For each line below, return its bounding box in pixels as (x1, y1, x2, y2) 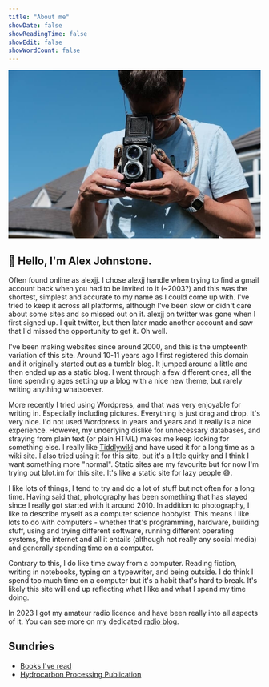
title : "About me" (8, 13, 70, 21)
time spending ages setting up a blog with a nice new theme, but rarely (8, 376, 243, 385)
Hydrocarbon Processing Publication (19, 669, 142, 679)
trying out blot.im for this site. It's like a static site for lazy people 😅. (8, 468, 233, 477)
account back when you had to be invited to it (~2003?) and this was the (8, 283, 248, 293)
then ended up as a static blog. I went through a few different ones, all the (8, 367, 252, 376)
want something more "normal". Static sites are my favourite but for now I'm (8, 459, 259, 468)
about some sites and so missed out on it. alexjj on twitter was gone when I (8, 309, 256, 319)
